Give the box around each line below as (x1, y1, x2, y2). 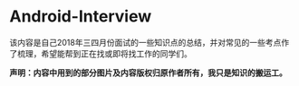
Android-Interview (9, 6, 152, 27)
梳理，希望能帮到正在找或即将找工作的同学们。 (16, 47, 192, 59)
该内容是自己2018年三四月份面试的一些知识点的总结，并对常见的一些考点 (9, 37, 282, 47)
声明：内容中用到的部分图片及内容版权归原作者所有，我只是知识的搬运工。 (9, 67, 287, 78)
